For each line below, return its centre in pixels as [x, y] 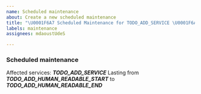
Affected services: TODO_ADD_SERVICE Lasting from [73, 73]
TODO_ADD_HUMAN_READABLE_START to [60, 79]
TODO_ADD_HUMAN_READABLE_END [54, 85]
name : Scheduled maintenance [42, 12]
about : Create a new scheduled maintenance [61, 17]
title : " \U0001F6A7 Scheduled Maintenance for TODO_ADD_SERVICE [88, 23]
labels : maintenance [32, 28]
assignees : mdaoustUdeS [36, 34]
